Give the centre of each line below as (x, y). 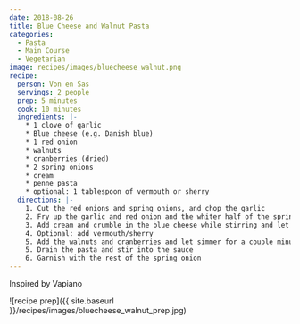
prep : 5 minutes (47, 100)
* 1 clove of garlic (63, 126)
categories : (31, 34)
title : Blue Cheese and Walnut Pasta (79, 26)
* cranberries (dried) (67, 158)
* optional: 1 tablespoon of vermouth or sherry (117, 192)
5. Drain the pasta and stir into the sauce (109, 250)
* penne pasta (51, 184)
